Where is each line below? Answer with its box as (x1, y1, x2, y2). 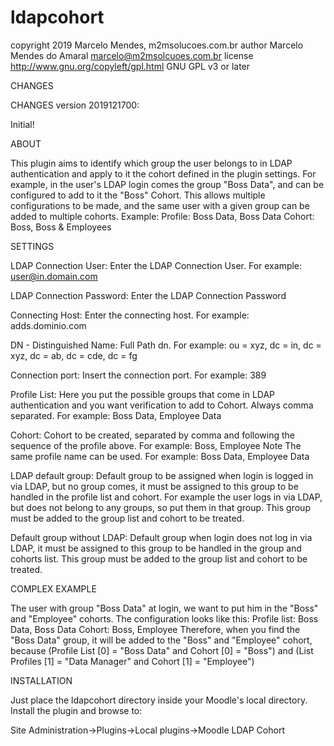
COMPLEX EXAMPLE (10, 582, 97, 595)
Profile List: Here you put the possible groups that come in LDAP (10, 388, 276, 400)
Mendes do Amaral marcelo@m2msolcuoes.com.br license (10, 49, 254, 61)
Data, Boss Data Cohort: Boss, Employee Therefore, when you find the (10, 623, 301, 635)
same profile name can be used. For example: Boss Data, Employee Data (10, 450, 310, 462)
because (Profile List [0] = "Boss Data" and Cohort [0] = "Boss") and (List (10, 644, 314, 656)
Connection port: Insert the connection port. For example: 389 (10, 369, 267, 381)
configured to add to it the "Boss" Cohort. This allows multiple (10, 189, 266, 201)
